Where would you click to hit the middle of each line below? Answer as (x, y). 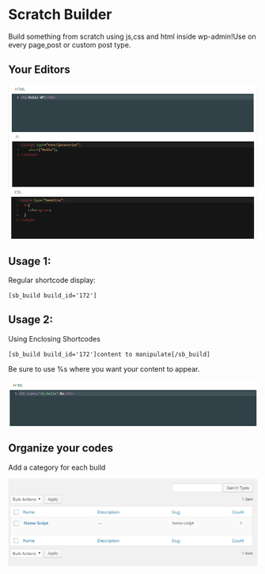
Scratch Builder (60, 15)
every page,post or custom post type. (70, 44)
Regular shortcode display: (52, 280)
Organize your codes (61, 448)
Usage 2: (31, 320)
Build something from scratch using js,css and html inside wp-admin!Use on (132, 36)
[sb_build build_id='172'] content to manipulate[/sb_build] (110, 354)
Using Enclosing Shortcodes (55, 338)
